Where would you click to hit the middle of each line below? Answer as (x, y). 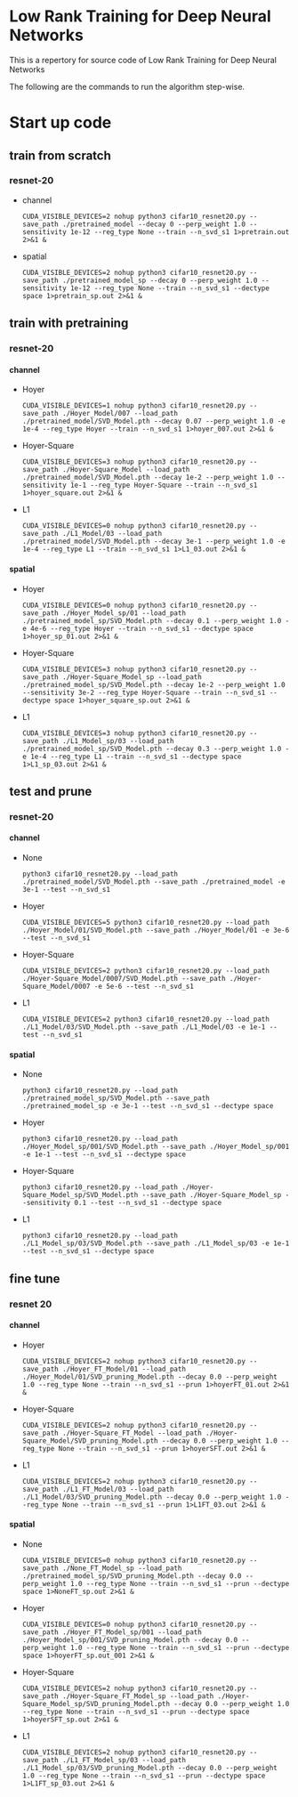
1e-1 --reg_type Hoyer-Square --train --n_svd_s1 (164, 486)
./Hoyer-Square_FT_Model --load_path (132, 1433)
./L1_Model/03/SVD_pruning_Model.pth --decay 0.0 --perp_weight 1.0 (152, 1497)
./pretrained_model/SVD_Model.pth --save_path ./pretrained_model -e (154, 882)
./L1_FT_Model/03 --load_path (118, 1489)
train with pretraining (69, 324)
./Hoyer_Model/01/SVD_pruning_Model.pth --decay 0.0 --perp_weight (149, 1377)
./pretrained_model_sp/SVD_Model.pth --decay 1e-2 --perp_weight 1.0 (154, 684)
